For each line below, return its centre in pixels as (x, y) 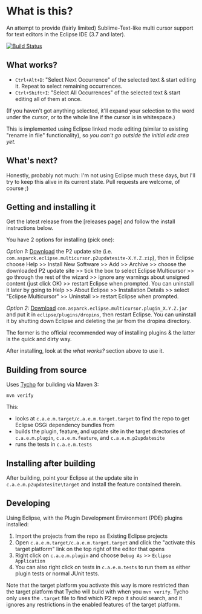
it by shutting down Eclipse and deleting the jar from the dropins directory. (99, 321)
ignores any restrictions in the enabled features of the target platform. (93, 604)
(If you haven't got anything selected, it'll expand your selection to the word (100, 111)
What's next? (32, 161)
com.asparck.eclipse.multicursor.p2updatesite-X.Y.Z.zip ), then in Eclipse (100, 258)
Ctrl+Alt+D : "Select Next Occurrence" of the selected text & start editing (106, 79)
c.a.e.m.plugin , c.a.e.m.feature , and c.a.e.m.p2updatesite (90, 438)
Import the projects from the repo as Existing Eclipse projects (91, 536)
